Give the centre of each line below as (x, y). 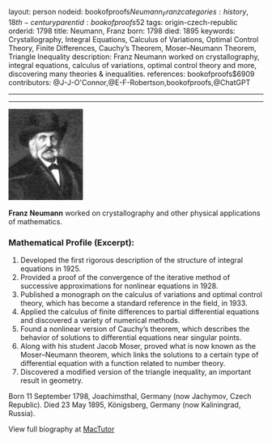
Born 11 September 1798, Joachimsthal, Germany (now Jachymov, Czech (130, 397)
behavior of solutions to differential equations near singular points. (131, 338)
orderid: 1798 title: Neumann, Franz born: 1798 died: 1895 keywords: (122, 31)
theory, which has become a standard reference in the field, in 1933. (134, 304)
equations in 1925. (51, 269)
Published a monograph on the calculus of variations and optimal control (141, 295)
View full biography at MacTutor (62, 429)
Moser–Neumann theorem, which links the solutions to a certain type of (139, 355)
